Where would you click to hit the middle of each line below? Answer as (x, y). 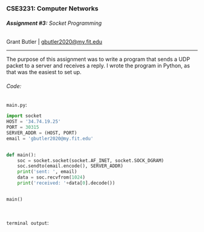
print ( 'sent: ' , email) (47, 172)
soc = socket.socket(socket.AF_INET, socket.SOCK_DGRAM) (91, 160)
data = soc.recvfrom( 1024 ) (51, 177)
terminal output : (28, 222)
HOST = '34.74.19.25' (34, 122)
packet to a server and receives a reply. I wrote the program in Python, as (98, 66)
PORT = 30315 (23, 128)
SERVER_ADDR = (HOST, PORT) (42, 133)
